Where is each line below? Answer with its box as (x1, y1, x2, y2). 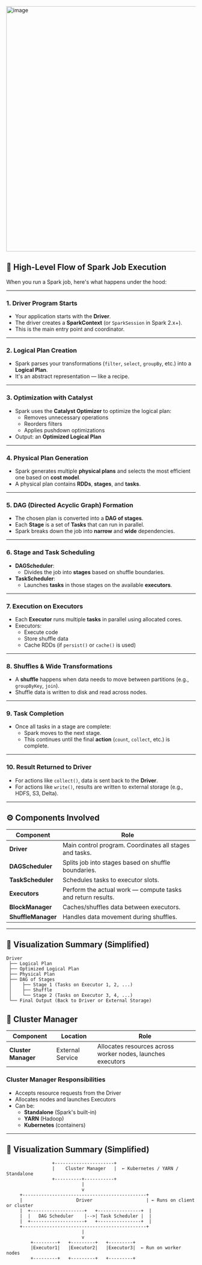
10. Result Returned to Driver (6, 763, 92, 772)
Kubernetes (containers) (23, 1121, 86, 1129)
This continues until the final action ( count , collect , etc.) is (23, 736, 170, 743)
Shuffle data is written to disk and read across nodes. (14, 688, 147, 696)
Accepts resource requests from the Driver (14, 1089, 121, 1097)
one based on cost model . (14, 474, 81, 481)
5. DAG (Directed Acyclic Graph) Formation (6, 501, 133, 509)
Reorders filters (23, 420, 63, 428)
